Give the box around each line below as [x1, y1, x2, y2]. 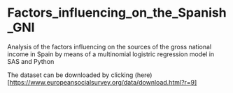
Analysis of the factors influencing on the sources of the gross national [7, 42, 212, 51]
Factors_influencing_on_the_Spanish [7, 5, 227, 21]
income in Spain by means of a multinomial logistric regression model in [7, 50, 215, 58]
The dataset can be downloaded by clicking [7, 71, 134, 79]
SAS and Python [7, 57, 55, 65]
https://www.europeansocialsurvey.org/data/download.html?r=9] [9, 78, 197, 86]
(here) [134, 71, 153, 79]
